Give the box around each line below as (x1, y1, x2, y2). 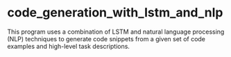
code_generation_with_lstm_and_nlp (7, 5, 223, 21)
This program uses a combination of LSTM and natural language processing (7, 27, 225, 36)
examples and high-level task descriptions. (7, 42, 130, 50)
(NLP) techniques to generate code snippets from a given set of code (7, 34, 206, 43)
